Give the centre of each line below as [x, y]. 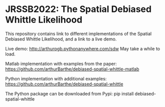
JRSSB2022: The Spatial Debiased [78, 9]
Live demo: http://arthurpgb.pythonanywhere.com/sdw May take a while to [83, 48]
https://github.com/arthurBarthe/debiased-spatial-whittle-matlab [72, 69]
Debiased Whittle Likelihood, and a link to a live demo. [61, 39]
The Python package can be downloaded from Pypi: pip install [69, 93]
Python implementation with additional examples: [56, 78]
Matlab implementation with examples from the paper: [61, 63]
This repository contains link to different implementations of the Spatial [78, 33]
